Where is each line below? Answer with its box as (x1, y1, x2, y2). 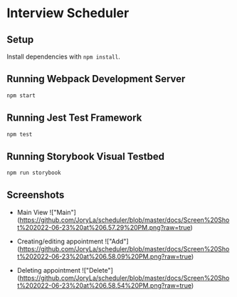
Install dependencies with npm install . (6, 52, 120, 61)
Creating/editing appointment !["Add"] (16, 237, 129, 246)
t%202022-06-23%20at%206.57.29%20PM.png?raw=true (16, 223, 191, 231)
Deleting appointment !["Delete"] (16, 266, 113, 274)
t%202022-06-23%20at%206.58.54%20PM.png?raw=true (16, 281, 191, 290)
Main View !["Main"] (16, 208, 76, 216)
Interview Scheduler (6, 5, 130, 21)
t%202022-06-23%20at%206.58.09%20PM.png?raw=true (16, 252, 191, 261)
